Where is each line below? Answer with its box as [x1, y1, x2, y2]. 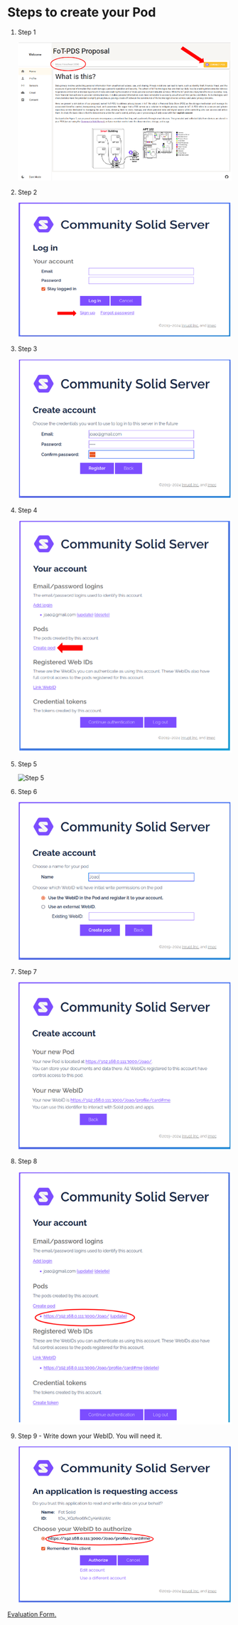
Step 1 [17, 28, 36, 36]
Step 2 [17, 188, 38, 196]
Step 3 [17, 344, 38, 353]
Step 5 [17, 759, 38, 768]
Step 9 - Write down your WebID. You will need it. [17, 1431, 163, 1440]
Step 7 [17, 968, 37, 976]
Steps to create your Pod [7, 4, 156, 21]
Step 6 [17, 787, 38, 795]
